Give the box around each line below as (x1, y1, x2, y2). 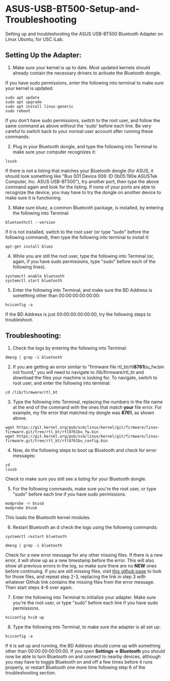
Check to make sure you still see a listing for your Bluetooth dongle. (5, 476, 147, 482)
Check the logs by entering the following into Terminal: (12, 345, 127, 351)
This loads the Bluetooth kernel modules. (5, 514, 91, 520)
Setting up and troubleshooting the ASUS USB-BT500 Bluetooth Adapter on (5, 31, 163, 37)
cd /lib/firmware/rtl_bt (5, 390, 58, 395)
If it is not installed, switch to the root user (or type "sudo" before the (5, 229, 150, 235)
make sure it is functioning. (5, 195, 62, 201)
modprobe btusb (5, 505, 38, 510)
